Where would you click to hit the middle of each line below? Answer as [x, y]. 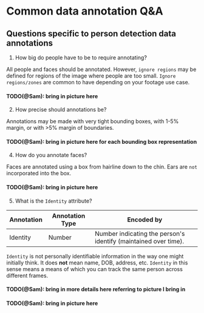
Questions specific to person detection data [91, 34]
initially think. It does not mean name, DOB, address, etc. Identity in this [97, 263]
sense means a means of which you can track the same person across [95, 269]
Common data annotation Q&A [85, 11]
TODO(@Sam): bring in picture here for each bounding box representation [102, 141]
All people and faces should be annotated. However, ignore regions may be [101, 69]
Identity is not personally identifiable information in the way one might [95, 256]
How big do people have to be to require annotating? [81, 58]
